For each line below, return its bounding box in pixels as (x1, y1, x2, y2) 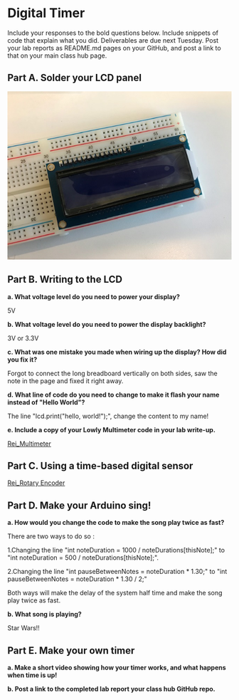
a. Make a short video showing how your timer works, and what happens (7, 664, 226, 672)
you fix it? (7, 355, 38, 364)
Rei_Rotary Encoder (7, 479, 65, 487)
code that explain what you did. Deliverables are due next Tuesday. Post (7, 36, 219, 44)
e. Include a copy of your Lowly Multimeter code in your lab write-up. (7, 425, 216, 434)
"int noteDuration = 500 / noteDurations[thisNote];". (7, 553, 159, 562)
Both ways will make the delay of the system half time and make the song (7, 589, 223, 597)
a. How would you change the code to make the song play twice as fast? (7, 518, 225, 527)
